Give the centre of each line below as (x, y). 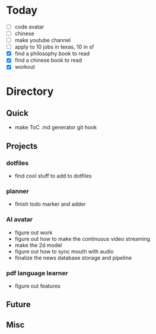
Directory (30, 91)
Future (19, 305)
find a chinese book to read (48, 61)
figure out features (37, 286)
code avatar (29, 27)
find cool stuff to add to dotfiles (53, 176)
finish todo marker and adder (50, 204)
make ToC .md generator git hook (56, 128)
